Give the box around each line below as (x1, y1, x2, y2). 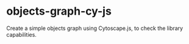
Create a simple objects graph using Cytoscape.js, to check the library (6, 24, 184, 32)
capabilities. (6, 31, 37, 38)
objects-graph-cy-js (6, 4, 112, 18)
